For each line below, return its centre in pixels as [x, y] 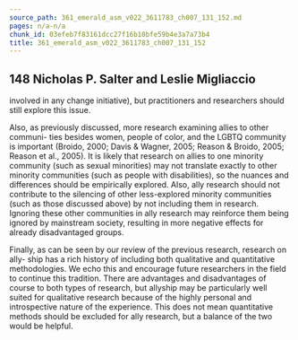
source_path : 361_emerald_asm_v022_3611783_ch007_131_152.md [126, 17]
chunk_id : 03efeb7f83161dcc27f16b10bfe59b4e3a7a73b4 [110, 34]
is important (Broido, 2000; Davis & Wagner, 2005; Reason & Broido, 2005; [147, 147]
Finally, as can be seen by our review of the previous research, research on [148, 250]
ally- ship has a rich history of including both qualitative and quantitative [142, 259]
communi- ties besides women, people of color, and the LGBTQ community [148, 137]
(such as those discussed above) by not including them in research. [134, 204]
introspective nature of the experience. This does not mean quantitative [141, 307]
